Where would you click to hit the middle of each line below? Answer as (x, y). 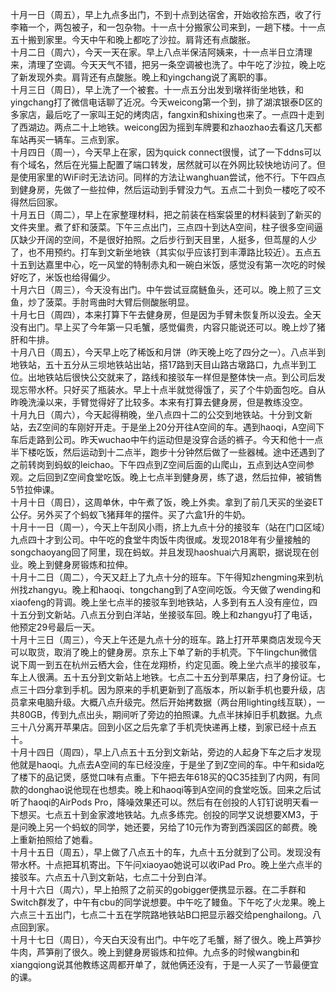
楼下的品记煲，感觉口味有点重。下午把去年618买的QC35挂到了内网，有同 (169, 777)
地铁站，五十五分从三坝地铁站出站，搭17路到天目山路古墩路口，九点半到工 (163, 364)
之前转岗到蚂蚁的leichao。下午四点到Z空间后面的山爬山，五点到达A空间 (158, 464)
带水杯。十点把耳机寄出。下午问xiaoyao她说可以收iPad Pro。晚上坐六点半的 (166, 864)
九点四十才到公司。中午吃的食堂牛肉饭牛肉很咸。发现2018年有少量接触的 (160, 539)
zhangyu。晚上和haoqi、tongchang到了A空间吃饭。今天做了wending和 (174, 589)
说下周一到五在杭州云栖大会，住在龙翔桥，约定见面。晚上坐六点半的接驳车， (168, 664)
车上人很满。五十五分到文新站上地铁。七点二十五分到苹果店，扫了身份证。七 (168, 677)
